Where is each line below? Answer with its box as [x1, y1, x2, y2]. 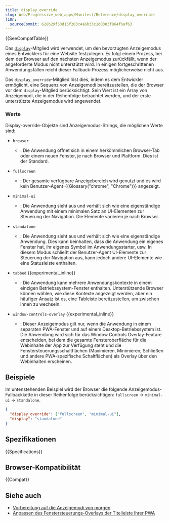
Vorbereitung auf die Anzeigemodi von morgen [12, 505, 111, 511]
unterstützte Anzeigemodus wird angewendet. [5, 98, 102, 104]
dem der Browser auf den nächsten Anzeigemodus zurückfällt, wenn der [5, 56, 157, 62]
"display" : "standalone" [10, 416, 62, 422]
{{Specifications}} [5, 449, 43, 455]
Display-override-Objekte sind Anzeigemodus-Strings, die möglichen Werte [5, 122, 163, 128]
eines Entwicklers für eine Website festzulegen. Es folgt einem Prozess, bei [5, 51, 162, 57]
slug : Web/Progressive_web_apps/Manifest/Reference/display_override [5, 12, 155, 17]
